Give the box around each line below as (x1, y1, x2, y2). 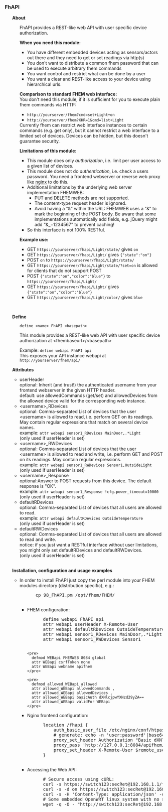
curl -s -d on (43, 786, 78, 792)
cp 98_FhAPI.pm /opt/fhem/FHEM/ (35, 592, 115, 598)
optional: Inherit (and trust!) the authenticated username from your (19, 382, 157, 388)
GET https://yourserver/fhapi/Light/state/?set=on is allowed (27, 262, 158, 268)
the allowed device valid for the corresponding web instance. (19, 398, 146, 404)
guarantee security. (19, 138, 60, 144)
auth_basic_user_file (53, 727, 107, 733)
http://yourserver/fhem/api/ (19, 358, 81, 363)
